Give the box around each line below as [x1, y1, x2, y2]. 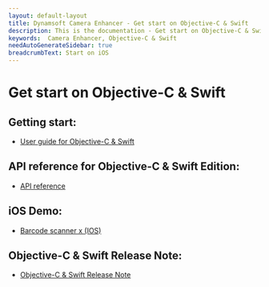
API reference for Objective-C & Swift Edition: [8, 160, 240, 173]
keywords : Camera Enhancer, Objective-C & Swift [8, 34, 178, 42]
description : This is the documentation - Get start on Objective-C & [8, 26, 249, 34]
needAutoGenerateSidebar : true [8, 42, 113, 50]
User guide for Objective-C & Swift [19, 137, 134, 146]
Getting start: [8, 115, 77, 129]
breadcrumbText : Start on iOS [8, 49, 110, 57]
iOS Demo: [8, 204, 62, 218]
